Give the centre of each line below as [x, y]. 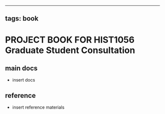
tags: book [22, 18]
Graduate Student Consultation [70, 50]
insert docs [24, 80]
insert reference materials [38, 107]
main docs [21, 68]
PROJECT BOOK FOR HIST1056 [70, 40]
